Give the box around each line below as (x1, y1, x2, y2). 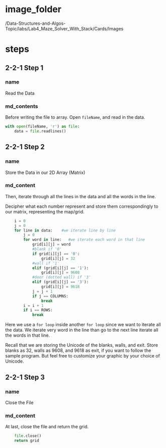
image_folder (5, 4, 62, 15)
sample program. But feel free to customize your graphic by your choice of (5, 353, 160, 359)
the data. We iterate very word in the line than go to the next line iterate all (5, 327, 158, 333)
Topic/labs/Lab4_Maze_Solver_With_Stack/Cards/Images (5, 25, 124, 31)
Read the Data (5, 90, 35, 96)
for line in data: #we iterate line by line (14, 228, 116, 233)
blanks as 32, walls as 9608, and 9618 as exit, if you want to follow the (5, 347, 151, 353)
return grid (14, 438, 39, 443)
